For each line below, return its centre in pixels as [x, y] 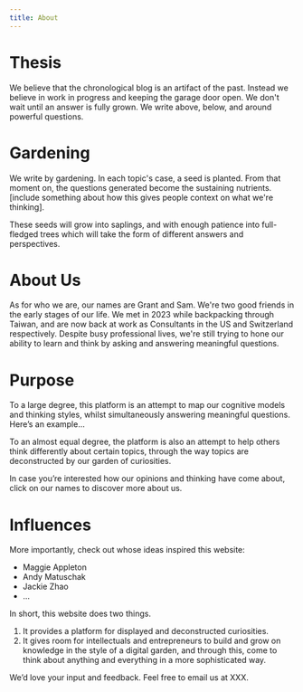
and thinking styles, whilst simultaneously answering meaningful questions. [150, 415]
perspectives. [35, 243]
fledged [24, 234]
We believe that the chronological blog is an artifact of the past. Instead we [149, 88]
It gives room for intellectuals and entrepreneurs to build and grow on [151, 641]
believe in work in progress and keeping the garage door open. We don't [144, 97]
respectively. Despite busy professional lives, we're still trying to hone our [147, 334]
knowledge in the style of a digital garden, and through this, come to [150, 650]
